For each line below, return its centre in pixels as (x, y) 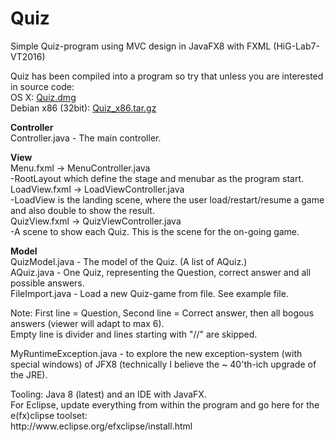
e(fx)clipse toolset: (49, 415)
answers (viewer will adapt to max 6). (87, 323)
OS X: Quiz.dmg (43, 97)
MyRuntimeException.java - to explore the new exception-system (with (156, 353)
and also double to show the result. (82, 210)
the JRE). (29, 374)
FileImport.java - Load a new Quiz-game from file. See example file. (149, 293)
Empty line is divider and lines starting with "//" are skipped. (134, 334)
